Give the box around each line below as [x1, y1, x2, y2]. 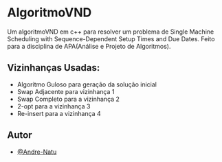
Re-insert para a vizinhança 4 [16, 109, 101, 117]
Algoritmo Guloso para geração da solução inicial [16, 80, 157, 89]
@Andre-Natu [16, 148, 57, 156]
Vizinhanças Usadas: [7, 62, 100, 73]
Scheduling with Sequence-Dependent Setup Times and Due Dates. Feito [7, 34, 215, 43]
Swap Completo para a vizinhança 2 [16, 95, 120, 103]
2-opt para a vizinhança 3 [16, 102, 91, 111]
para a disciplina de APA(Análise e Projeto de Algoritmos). [7, 42, 171, 50]
